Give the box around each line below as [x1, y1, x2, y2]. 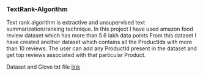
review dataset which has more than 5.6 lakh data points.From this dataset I [6, 32, 197, 39]
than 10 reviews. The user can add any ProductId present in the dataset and [6, 45, 197, 52]
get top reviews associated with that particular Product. [6, 51, 146, 59]
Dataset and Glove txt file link [6, 63, 81, 70]
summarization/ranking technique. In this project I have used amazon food [6, 25, 194, 32]
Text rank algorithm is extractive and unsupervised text [6, 19, 146, 26]
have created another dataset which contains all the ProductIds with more [6, 39, 193, 46]
